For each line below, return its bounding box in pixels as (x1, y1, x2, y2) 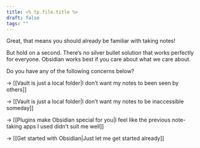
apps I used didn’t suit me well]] (23, 123, 104, 130)
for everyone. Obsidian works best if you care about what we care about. (6, 56, 191, 63)
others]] (6, 86, 27, 93)
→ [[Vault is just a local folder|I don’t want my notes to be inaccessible (6, 98, 184, 105)
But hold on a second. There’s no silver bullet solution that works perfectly (6, 49, 194, 56)
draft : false (6, 15, 40, 21)
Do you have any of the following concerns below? (6, 68, 134, 75)
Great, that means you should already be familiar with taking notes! (6, 37, 176, 45)
